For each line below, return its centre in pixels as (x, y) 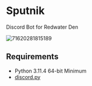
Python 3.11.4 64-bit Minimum (50, 71)
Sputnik (25, 11)
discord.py (28, 77)
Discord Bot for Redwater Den (42, 27)
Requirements (32, 57)
